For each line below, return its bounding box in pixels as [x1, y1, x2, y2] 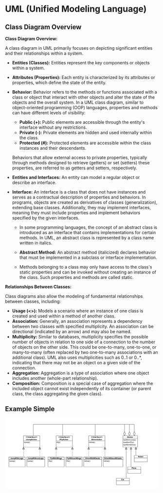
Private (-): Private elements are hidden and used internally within [19, 130, 152, 135]
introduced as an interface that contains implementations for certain [19, 230, 156, 235]
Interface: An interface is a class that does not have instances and [12, 189, 146, 195]
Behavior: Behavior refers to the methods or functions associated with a [12, 89, 157, 95]
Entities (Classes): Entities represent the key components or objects [12, 60, 150, 65]
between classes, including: [5, 298, 61, 304]
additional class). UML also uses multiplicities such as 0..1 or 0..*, [12, 355, 142, 360]
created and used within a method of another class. [12, 313, 116, 319]
